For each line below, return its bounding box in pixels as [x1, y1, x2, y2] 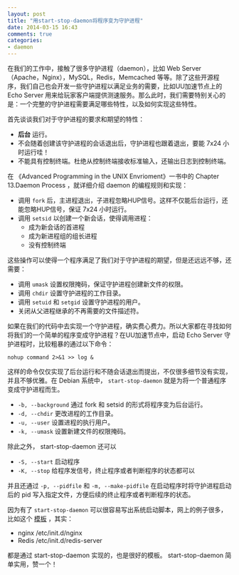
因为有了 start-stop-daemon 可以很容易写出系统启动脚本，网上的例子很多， [7, 506, 228, 514]
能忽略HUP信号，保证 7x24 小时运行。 [17, 205, 131, 213]
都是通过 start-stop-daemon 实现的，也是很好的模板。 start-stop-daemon [7, 551, 224, 559]
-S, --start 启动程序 [17, 457, 80, 466]
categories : [7, 37, 43, 44]
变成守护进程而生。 [7, 385, 64, 393]
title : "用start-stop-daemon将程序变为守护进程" [7, 17, 144, 24]
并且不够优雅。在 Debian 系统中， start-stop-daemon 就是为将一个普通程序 [7, 376, 226, 385]
